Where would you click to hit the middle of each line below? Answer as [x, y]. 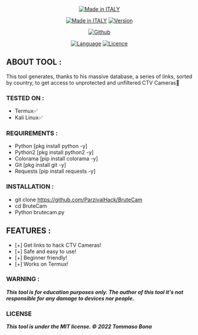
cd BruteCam [31, 206]
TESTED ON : [25, 98]
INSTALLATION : [30, 186]
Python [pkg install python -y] [51, 146]
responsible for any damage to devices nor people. [70, 298]
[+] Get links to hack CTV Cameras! [58, 245]
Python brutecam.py [40, 212]
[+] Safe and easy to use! [46, 251]
